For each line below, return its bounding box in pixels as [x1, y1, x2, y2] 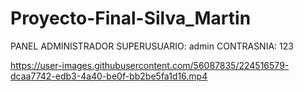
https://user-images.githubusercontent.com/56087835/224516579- [10, 59, 290, 71]
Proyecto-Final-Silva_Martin [10, 7, 252, 30]
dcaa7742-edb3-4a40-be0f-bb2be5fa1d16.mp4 [10, 70, 208, 82]
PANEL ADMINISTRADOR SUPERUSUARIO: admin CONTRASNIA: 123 [10, 40, 294, 52]
